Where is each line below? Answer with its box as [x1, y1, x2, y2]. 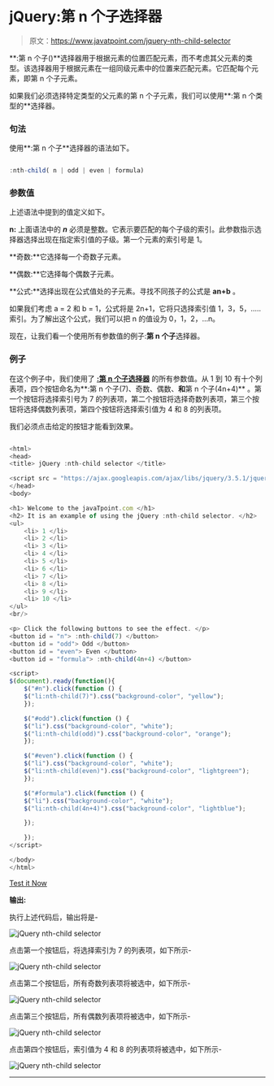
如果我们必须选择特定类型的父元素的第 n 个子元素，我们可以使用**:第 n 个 [9, 90, 256, 100]
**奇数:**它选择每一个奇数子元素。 [9, 252, 126, 262]
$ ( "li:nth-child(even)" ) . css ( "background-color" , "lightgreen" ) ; [24, 767, 250, 775]
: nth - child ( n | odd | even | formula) [9, 167, 145, 175]
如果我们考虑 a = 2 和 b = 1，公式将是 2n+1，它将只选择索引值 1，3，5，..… [9, 304, 262, 314]
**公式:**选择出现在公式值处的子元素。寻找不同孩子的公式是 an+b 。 [9, 286, 241, 297]
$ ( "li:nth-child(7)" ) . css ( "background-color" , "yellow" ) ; [24, 693, 224, 701]
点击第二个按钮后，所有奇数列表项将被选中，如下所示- [9, 978, 191, 988]
